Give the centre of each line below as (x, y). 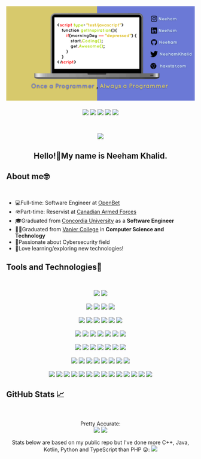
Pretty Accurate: (100, 424)
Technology (30, 236)
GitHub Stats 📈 (35, 395)
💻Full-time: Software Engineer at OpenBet (67, 203)
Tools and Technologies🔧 (54, 267)
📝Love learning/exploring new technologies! (69, 249)
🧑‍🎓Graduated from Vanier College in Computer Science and (89, 230)
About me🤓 (28, 176)
